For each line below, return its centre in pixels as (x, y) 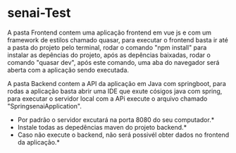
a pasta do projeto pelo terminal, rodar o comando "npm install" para (107, 47)
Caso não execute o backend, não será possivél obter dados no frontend (123, 135)
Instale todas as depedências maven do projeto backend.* (102, 127)
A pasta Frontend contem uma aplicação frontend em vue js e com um (110, 32)
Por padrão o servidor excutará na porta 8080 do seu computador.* (116, 120)
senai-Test (39, 13)
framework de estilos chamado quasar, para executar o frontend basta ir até (118, 39)
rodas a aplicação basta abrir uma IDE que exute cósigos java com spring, (115, 91)
